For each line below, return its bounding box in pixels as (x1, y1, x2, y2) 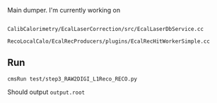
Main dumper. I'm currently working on (7, 6, 121, 14)
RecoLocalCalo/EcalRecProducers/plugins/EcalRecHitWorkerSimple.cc (7, 38, 211, 45)
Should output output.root (7, 88, 86, 96)
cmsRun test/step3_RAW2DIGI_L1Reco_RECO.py (7, 75, 138, 83)
